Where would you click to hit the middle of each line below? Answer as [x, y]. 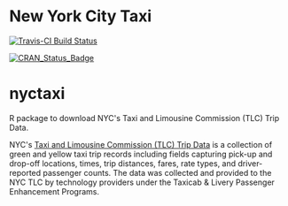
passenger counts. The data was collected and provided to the [157, 172]
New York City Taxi [81, 16]
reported [25, 172]
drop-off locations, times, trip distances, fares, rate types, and [123, 163]
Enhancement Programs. [54, 191]
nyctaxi [37, 94]
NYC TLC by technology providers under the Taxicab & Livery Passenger [142, 182]
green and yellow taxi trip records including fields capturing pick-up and [141, 154]
